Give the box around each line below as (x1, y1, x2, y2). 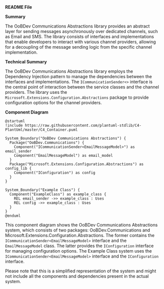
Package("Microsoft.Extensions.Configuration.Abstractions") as (9, 162, 144, 167)
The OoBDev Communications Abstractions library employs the (5, 68, 134, 74)
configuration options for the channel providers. (5, 100, 102, 105)
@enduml (5, 213, 21, 218)
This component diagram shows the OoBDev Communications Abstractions (5, 222, 158, 228)
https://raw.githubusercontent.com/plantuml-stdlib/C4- (25, 123, 141, 128)
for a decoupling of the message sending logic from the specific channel (5, 44, 152, 50)
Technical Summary (5, 59, 47, 64)
